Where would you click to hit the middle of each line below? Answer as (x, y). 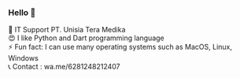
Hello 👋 (22, 13)
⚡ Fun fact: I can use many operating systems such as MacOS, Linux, (120, 47)
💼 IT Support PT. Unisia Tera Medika (67, 30)
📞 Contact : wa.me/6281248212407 (64, 67)
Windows (24, 58)
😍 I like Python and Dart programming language (87, 38)
